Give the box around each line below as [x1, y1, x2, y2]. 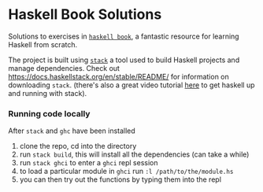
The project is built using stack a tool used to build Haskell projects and [8, 55, 240, 65]
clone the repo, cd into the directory [19, 142, 137, 151]
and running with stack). [8, 88, 87, 98]
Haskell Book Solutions [8, 6, 162, 24]
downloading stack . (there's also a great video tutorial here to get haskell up [8, 80, 255, 90]
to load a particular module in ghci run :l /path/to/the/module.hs [19, 167, 234, 176]
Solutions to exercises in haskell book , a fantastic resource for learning [8, 31, 239, 41]
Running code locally [8, 108, 91, 119]
